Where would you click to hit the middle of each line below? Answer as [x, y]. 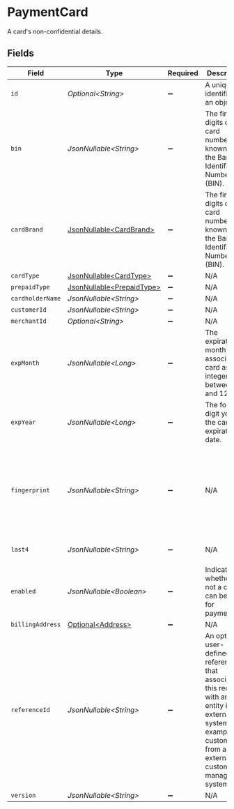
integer [217, 376]
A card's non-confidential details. [55, 31]
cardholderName [36, 298]
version [23, 795]
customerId [29, 310]
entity [214, 705]
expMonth [25, 363]
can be [216, 596]
